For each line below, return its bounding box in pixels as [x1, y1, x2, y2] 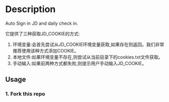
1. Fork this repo [5, 90, 46, 97]
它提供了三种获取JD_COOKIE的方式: [5, 30, 80, 36]
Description [5, 4, 56, 15]
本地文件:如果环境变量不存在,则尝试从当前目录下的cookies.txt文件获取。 [12, 54, 163, 60]
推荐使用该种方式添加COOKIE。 [12, 47, 79, 54]
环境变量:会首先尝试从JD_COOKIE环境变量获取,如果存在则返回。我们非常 [12, 41, 164, 47]
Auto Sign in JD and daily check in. [5, 20, 78, 26]
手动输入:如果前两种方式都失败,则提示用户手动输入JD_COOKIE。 [12, 60, 147, 66]
